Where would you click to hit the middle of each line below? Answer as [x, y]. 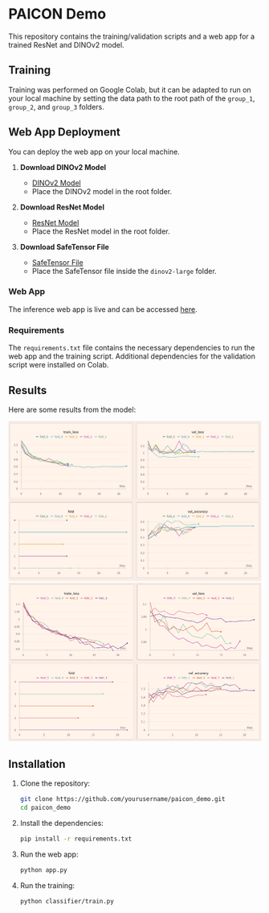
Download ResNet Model [62, 207]
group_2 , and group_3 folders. [56, 106]
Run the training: [47, 885]
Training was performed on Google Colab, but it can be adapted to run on [130, 89]
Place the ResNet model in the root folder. [101, 231]
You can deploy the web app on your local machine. [94, 151]
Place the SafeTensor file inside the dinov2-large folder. [124, 271]
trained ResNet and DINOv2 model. [66, 44]
